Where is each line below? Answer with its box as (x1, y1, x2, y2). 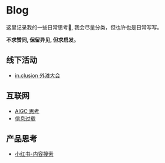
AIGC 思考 (14, 107, 39, 115)
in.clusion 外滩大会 (14, 72, 61, 79)
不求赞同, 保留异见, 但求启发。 (6, 36, 80, 43)
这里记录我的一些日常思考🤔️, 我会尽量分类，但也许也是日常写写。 (6, 24, 163, 31)
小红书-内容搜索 (14, 151, 54, 158)
